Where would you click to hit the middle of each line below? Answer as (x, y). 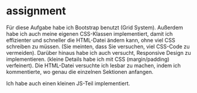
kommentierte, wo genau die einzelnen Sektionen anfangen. (80, 72)
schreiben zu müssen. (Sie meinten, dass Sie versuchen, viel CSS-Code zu (98, 46)
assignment (36, 11)
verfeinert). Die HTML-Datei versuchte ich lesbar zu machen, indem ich (93, 65)
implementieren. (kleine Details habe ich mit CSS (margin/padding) (88, 59)
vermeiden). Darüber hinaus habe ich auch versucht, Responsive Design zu (99, 52)
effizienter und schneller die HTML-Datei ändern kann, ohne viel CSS (91, 40)
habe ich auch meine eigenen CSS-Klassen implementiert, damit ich (90, 33)
